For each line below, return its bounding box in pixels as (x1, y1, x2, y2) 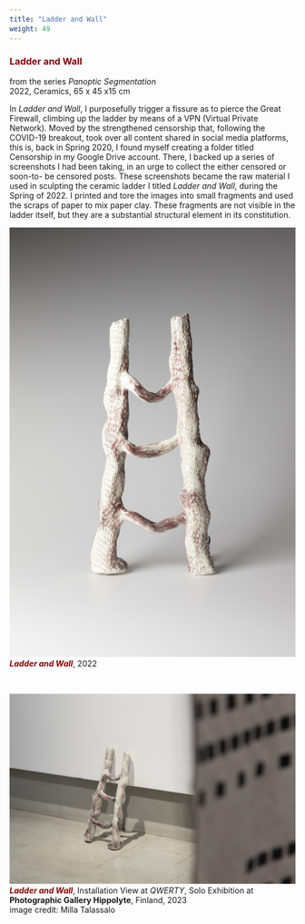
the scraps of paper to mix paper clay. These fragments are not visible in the (9, 200, 296, 211)
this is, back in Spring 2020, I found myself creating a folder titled (9, 142, 254, 152)
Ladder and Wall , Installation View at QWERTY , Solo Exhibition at (9, 885, 254, 896)
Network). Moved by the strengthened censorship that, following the (9, 123, 266, 133)
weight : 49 (9, 24, 51, 34)
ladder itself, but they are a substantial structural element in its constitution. (9, 209, 291, 220)
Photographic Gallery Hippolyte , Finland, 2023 (9, 895, 188, 906)
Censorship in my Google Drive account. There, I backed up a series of (9, 151, 275, 162)
